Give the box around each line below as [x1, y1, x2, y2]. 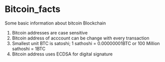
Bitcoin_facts [5, 3, 61, 15]
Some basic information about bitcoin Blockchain [5, 20, 106, 26]
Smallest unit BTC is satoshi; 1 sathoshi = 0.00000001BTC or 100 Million [12, 40, 160, 46]
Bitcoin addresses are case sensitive [12, 29, 88, 35]
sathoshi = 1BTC [12, 45, 46, 51]
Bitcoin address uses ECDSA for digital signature [12, 51, 113, 57]
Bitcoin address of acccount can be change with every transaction [12, 35, 149, 41]
